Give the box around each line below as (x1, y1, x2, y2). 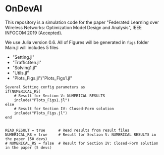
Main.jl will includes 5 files (5, 44, 58, 50)
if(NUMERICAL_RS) (5, 89, 41, 94)
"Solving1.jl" (12, 65, 37, 71)
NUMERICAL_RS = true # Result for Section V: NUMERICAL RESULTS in (5, 132, 156, 137)
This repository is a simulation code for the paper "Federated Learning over (5, 19, 160, 25)
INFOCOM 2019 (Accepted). (5, 30, 63, 36)
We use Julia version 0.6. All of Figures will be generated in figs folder (5, 39, 149, 45)
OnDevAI (5, 3, 43, 14)
